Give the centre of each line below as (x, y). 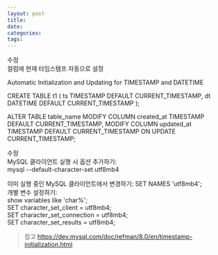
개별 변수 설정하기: (32, 193)
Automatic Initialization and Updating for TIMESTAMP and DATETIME (106, 82)
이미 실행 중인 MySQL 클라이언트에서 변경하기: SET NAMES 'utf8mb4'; (105, 184)
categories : (24, 33)
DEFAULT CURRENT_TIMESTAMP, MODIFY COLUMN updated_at (100, 124)
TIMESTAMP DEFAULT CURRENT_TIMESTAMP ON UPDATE (92, 132)
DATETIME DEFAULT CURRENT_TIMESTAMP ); (74, 103)
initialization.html (48, 245)
